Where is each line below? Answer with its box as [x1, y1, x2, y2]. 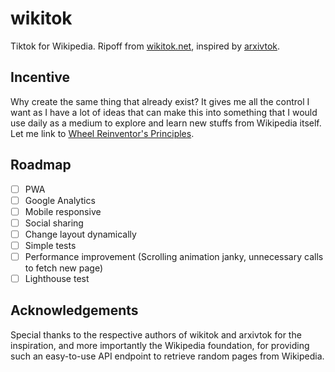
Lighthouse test [24, 273, 90, 284]
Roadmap [10, 157, 72, 174]
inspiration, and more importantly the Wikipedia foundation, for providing [10, 339, 310, 351]
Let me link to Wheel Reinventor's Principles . [10, 127, 195, 139]
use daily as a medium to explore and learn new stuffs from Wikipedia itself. [10, 117, 322, 129]
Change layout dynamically [24, 228, 137, 240]
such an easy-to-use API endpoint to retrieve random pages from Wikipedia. [10, 350, 325, 362]
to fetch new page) [24, 262, 104, 274]
